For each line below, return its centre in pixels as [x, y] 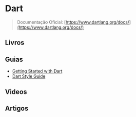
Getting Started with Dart [37, 71]
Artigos [17, 108]
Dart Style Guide [29, 76]
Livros [15, 43]
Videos [16, 92]
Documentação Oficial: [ [41, 22]
